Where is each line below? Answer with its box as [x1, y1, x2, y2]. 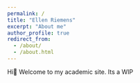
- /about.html [13, 49, 54, 56]
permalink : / [7, 10, 45, 17]
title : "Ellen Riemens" [7, 17, 76, 24]
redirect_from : [7, 36, 51, 43]
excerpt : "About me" [7, 23, 67, 30]
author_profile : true [7, 29, 70, 37]
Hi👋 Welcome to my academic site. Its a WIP [7, 67, 134, 76]
